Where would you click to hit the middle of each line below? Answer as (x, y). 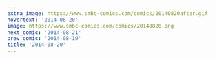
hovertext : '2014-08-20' (43, 20)
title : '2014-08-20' (37, 45)
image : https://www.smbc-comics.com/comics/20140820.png (91, 26)
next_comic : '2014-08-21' (44, 32)
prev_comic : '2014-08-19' (44, 39)
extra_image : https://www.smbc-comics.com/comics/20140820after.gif (107, 13)
